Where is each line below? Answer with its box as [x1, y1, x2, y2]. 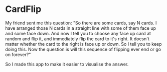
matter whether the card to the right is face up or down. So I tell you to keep [5, 41, 162, 47]
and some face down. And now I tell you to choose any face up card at [5, 30, 151, 36]
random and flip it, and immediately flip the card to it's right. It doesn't [5, 36, 149, 42]
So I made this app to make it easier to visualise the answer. [5, 61, 129, 67]
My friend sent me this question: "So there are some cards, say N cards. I [5, 20, 157, 26]
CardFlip [5, 3, 42, 15]
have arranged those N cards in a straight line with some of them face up [5, 25, 156, 31]
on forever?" [5, 51, 31, 58]
